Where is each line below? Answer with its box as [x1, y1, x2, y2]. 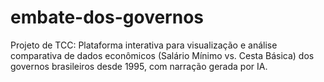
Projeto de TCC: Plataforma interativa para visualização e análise [10, 39, 278, 51]
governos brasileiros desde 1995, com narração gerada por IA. [10, 60, 268, 72]
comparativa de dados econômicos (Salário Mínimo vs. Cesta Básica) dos [10, 49, 315, 61]
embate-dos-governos [10, 6, 204, 29]
